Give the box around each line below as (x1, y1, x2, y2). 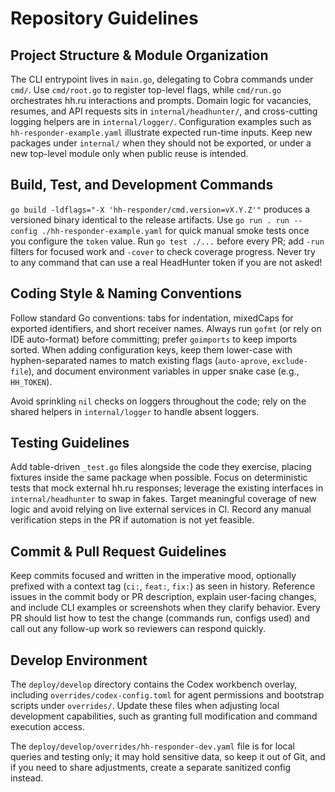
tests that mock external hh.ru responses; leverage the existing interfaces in (10, 482, 324, 494)
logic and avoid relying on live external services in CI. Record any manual (10, 503, 312, 516)
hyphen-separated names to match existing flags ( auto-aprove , (10, 354, 270, 366)
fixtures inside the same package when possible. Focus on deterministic (10, 472, 308, 484)
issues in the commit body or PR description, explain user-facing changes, (10, 591, 317, 603)
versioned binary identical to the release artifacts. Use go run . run (10, 213, 290, 226)
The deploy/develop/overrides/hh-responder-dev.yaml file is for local (10, 740, 295, 752)
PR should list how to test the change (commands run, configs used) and (10, 612, 310, 624)
